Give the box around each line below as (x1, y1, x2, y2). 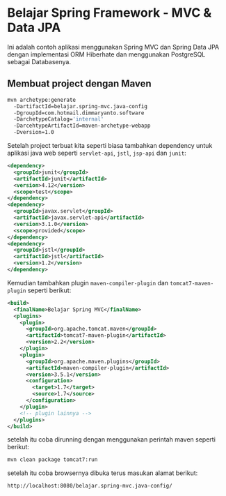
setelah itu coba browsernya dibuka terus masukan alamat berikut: (7, 469, 198, 477)
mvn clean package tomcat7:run (7, 456, 98, 463)
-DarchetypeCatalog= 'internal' (13, 116, 104, 123)
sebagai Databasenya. (7, 57, 72, 66)
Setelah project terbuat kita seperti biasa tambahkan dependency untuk (7, 142, 213, 149)
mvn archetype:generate (7, 96, 76, 103)
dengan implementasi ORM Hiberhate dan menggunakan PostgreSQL (7, 50, 206, 59)
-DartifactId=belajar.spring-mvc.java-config (13, 103, 148, 110)
